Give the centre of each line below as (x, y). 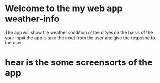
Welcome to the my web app (64, 9)
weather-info (32, 19)
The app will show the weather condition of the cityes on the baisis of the (79, 32)
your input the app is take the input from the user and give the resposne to (80, 38)
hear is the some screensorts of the (79, 63)
